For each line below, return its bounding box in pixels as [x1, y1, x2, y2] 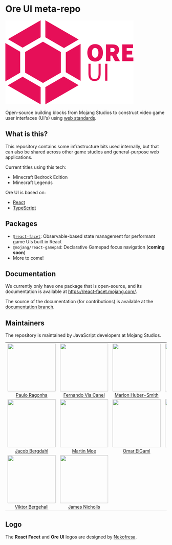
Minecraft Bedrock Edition [12, 174, 68, 180]
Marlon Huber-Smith [114, 392, 159, 398]
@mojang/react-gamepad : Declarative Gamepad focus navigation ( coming [12, 244, 165, 250]
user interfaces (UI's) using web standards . [5, 115, 97, 121]
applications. [5, 154, 32, 160]
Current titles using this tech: [5, 164, 67, 170]
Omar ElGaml [122, 448, 150, 454]
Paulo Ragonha [15, 392, 48, 398]
